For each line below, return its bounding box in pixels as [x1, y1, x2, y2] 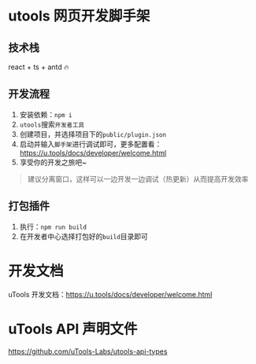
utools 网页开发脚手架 [8, 7, 150, 25]
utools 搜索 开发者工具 [19, 119, 85, 129]
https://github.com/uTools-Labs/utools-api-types [8, 347, 168, 356]
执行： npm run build [19, 222, 87, 231]
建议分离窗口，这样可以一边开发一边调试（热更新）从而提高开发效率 [27, 174, 249, 183]
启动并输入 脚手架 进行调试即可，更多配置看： [19, 139, 162, 149]
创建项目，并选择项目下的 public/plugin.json [19, 129, 167, 138]
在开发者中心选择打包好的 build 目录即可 [19, 231, 148, 241]
